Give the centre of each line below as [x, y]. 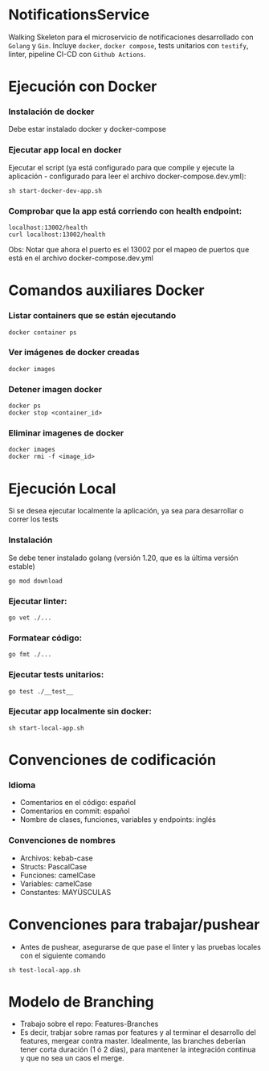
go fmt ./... [30, 655]
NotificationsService [79, 15]
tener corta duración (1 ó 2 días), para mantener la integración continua [138, 1049]
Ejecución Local [62, 488]
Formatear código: [45, 638]
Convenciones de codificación [112, 760]
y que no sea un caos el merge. [72, 1058]
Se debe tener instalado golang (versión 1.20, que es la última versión [123, 558]
